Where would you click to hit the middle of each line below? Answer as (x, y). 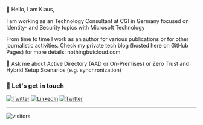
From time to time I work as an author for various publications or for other (98, 39)
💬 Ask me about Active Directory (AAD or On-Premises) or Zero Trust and (98, 64)
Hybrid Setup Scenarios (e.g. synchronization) (64, 70)
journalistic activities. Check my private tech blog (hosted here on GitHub (97, 46)
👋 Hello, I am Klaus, (30, 9)
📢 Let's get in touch (35, 86)
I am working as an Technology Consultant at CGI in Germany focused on (98, 21)
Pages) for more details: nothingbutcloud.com (63, 52)
